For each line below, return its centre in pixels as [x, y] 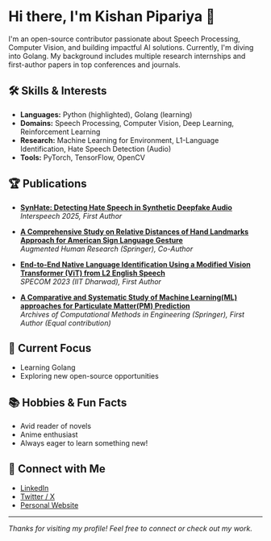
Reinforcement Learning [60, 132]
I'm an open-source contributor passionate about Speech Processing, [124, 39]
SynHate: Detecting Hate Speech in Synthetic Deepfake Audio [126, 207]
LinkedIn [34, 488]
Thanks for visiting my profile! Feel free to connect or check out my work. [130, 528]
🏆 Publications [48, 184]
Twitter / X [37, 497]
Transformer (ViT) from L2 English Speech [92, 273]
